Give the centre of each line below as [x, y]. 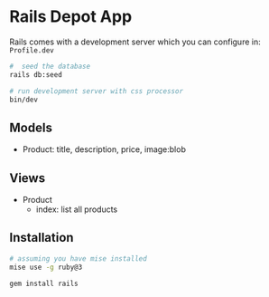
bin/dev [24, 100]
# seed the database [50, 66]
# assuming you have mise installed [78, 259]
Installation [42, 238]
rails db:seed [36, 74]
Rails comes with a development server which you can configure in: [135, 42]
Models [31, 127]
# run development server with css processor [96, 91]
